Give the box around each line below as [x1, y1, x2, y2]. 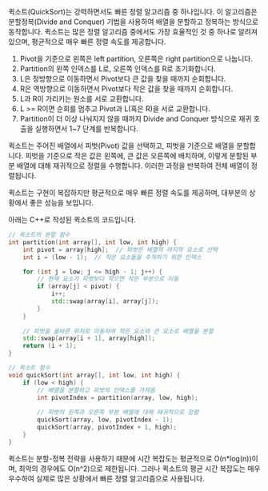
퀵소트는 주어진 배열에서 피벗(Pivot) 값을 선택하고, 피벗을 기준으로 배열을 [8, 141, 235, 150]
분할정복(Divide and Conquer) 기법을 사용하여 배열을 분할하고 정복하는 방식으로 [8, 17, 258, 26]
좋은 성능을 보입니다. [29, 198, 94, 207]
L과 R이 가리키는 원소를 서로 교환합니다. [19, 94, 144, 103]
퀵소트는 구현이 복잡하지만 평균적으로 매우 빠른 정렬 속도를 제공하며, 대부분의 [8, 188, 248, 198]
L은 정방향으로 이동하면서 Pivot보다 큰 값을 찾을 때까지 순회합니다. [19, 74, 226, 83]
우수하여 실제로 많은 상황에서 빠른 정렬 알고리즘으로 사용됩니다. [8, 473, 206, 483]
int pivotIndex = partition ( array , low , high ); [37, 393, 198, 401]
